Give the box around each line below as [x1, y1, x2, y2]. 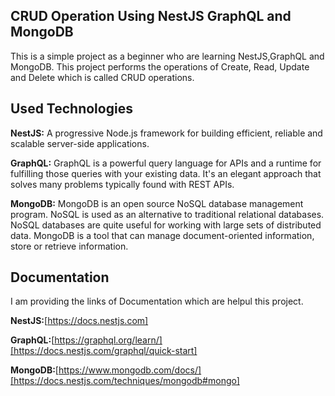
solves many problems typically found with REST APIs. [10, 178, 235, 190]
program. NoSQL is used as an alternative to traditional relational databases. [10, 208, 325, 220]
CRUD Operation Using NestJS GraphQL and [10, 8, 292, 25]
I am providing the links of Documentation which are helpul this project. [10, 295, 304, 308]
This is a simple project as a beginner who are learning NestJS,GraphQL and [10, 50, 325, 62]
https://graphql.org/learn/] [54, 334, 163, 346]
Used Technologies [10, 100, 133, 118]
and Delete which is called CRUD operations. [10, 71, 195, 83]
